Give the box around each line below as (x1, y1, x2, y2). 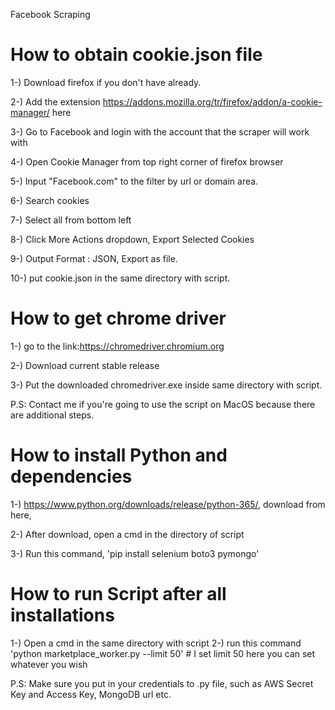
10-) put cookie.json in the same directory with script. (10, 272, 231, 284)
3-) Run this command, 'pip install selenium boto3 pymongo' (10, 547, 260, 559)
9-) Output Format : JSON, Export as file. (10, 252, 178, 264)
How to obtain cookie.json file (10, 44, 263, 66)
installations (10, 604, 115, 626)
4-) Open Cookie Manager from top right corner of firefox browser (10, 155, 284, 168)
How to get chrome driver (10, 307, 227, 330)
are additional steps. (10, 409, 95, 421)
